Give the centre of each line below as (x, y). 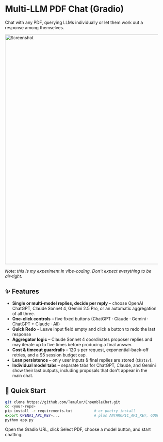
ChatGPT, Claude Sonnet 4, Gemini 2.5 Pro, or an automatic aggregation (84, 308)
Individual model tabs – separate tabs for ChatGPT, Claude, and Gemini (84, 365)
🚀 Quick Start (25, 391)
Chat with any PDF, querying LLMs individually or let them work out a (74, 22)
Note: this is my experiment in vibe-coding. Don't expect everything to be (78, 271)
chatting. (14, 434)
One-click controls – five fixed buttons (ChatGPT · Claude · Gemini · (80, 318)
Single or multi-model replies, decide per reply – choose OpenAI (78, 303)
